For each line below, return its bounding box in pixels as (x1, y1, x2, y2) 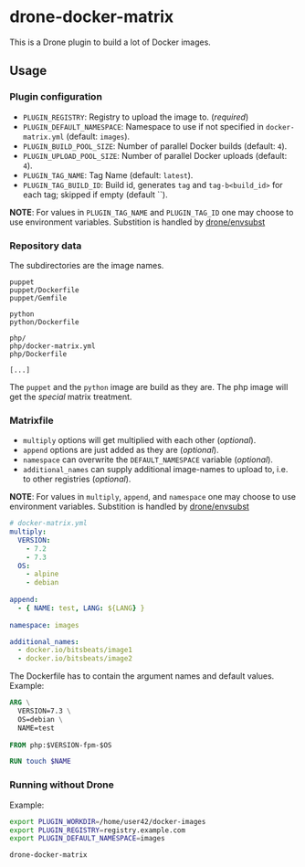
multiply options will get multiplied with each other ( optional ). (22, 435, 257, 446)
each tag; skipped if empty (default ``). (22, 189, 168, 200)
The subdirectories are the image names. (9, 259, 164, 270)
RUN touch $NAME (9, 756, 71, 767)
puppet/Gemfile (9, 293, 68, 302)
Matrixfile (9, 414, 54, 427)
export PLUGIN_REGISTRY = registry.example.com (9, 825, 185, 835)
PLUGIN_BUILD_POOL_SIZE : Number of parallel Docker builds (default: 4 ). (22, 140, 288, 152)
